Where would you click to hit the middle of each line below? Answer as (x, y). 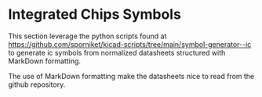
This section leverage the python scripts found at (87, 36)
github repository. (37, 84)
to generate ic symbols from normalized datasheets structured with (117, 52)
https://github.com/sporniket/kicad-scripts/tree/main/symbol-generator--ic (130, 44)
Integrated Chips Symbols (95, 14)
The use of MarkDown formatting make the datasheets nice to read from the (131, 76)
